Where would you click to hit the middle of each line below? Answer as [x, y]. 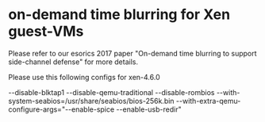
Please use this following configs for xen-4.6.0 [84, 77]
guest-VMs [46, 31]
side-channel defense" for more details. [73, 62]
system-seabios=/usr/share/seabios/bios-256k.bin [91, 101]
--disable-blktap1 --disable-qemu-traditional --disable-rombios [111, 92]
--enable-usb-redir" [149, 109]
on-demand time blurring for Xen [119, 15]
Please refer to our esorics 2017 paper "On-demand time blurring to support [132, 53]
